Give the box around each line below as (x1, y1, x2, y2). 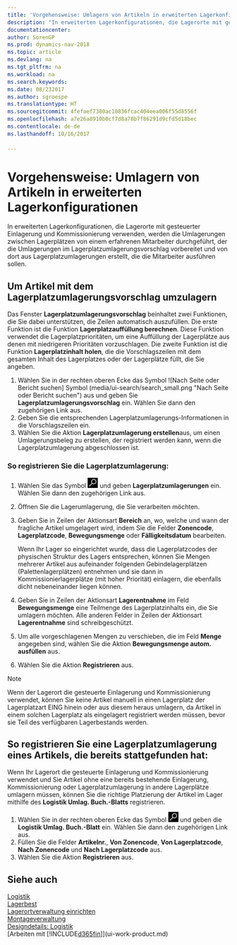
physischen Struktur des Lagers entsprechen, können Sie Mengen (17, 552, 210, 561)
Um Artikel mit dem (7, 280, 94, 292)
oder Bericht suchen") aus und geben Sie (17, 391, 138, 400)
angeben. (7, 362, 35, 371)
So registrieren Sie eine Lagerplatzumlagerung (7, 738, 217, 750)
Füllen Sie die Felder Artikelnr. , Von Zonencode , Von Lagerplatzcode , (17, 838, 224, 846)
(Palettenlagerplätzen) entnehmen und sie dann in (17, 567, 164, 575)
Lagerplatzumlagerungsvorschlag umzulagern (7, 291, 217, 303)
